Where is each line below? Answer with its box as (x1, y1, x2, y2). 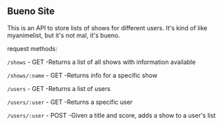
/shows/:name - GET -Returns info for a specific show (7, 71, 157, 79)
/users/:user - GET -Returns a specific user (7, 98, 133, 106)
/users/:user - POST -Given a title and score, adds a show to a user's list (7, 111, 216, 119)
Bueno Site (7, 6, 55, 17)
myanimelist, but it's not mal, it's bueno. (7, 31, 121, 39)
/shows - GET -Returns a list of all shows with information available (7, 58, 196, 66)
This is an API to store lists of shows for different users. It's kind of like (7, 23, 208, 32)
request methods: (7, 44, 57, 52)
